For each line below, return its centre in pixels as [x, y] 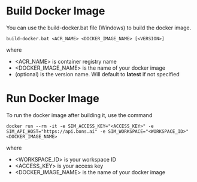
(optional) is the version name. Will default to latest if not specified [97, 74]
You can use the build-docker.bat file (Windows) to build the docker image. [99, 28]
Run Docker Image [53, 99]
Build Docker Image [56, 11]
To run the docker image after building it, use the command [79, 115]
